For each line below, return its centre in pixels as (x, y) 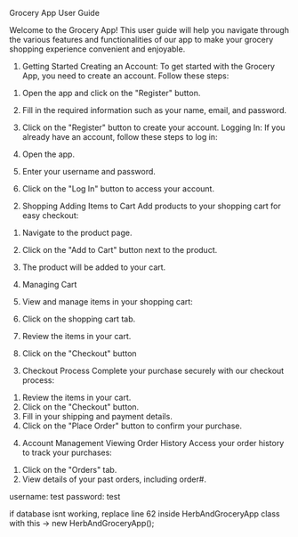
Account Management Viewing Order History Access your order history (153, 443)
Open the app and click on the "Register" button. (111, 93)
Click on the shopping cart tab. (79, 319)
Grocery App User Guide (55, 13)
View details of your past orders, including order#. (114, 479)
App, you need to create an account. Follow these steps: (125, 76)
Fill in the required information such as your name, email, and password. (154, 110)
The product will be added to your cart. (94, 267)
